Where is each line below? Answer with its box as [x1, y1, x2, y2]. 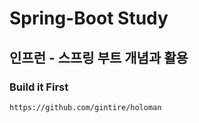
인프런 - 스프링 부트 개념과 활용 [9, 49, 189, 66]
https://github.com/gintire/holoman [9, 102, 162, 112]
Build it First [9, 80, 69, 94]
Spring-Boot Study [9, 7, 169, 30]
